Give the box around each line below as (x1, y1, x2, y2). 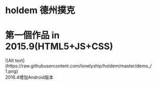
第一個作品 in (5, 30, 60, 41)
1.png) (5, 68, 19, 74)
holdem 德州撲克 (5, 5, 75, 16)
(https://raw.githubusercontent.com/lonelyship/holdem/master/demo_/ (5, 63, 152, 69)
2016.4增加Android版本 (5, 74, 54, 80)
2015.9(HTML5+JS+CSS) (5, 41, 114, 52)
